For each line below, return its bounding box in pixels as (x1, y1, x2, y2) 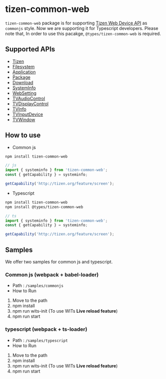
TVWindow (12, 116, 36, 123)
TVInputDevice (12, 111, 43, 117)
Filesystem (12, 63, 35, 69)
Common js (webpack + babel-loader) (5, 271, 99, 278)
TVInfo (12, 106, 26, 112)
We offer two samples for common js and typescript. (5, 259, 113, 265)
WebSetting (12, 90, 37, 96)
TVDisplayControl (12, 101, 49, 107)
